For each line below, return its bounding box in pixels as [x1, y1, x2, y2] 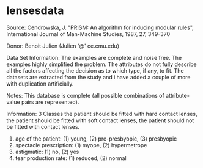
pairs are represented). [21, 98, 79, 106]
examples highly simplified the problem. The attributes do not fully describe [6, 60, 197, 68]
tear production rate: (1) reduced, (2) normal [15, 154, 127, 162]
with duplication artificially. [6, 80, 74, 87]
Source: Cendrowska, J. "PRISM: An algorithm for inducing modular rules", [6, 24, 194, 31]
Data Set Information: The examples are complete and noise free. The [6, 54, 182, 61]
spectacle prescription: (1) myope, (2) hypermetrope [15, 141, 147, 148]
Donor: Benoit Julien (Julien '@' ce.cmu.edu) [6, 42, 119, 49]
